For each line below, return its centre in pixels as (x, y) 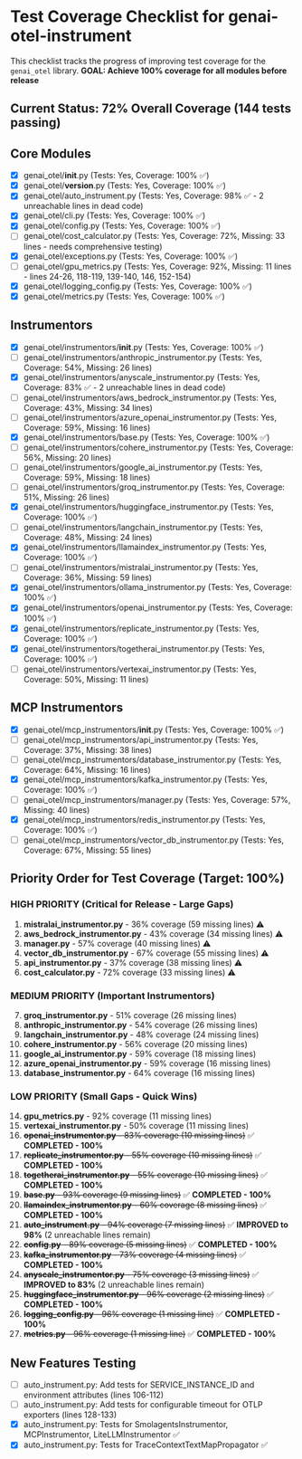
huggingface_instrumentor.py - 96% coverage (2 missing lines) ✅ (148, 1294)
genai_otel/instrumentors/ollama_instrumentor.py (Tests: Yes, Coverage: (157, 587)
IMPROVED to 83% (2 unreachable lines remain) (114, 1285)
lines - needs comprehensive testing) (93, 246)
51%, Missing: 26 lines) (66, 497)
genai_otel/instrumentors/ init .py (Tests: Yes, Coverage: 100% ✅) (144, 347)
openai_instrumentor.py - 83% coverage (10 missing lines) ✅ (139, 1135)
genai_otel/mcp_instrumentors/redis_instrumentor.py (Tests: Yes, (144, 819)
